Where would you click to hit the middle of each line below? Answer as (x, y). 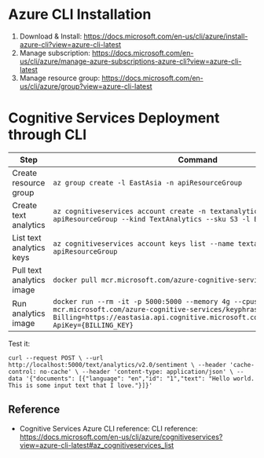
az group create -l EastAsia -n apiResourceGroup (147, 183)
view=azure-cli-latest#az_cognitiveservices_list (97, 445)
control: (22, 372)
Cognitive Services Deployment (114, 118)
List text (27, 237)
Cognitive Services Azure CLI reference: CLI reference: (108, 428)
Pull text (27, 270)
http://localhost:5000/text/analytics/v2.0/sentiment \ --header (117, 365)
